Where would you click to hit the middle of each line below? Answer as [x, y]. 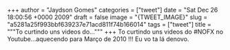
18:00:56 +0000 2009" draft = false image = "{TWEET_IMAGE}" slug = [107, 17]
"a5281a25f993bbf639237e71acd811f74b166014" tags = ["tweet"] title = [109, 24]
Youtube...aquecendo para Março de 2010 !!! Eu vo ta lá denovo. [98, 39]
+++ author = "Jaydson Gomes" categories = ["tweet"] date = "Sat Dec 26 [113, 10]
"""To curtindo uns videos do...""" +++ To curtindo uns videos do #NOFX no [115, 32]
